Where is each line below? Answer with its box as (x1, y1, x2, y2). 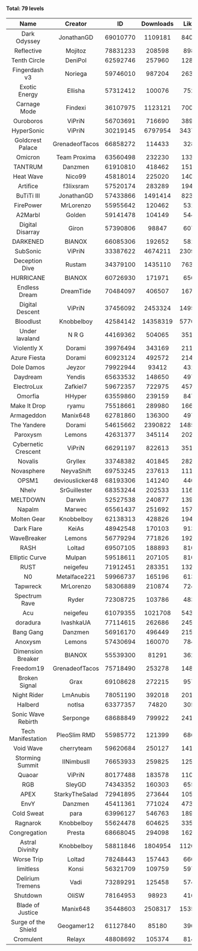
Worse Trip (12, 855, 44, 863)
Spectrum (14, 592, 42, 600)
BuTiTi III (15, 192, 40, 200)
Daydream (14, 373, 42, 381)
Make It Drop (10, 402, 46, 410)
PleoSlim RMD (56, 731, 96, 739)
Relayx (67, 935, 85, 943)
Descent (16, 308, 40, 316)
